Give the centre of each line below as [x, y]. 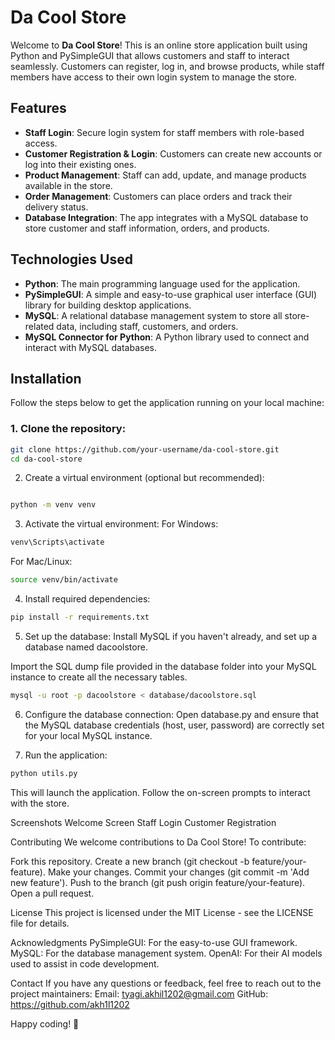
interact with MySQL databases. [90, 347]
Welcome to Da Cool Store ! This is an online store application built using [159, 45]
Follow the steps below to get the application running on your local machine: [167, 403]
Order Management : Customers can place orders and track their [158, 196]
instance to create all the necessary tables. [99, 677]
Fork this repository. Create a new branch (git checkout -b [130, 861]
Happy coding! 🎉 [45, 1023]
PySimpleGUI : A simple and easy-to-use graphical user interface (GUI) [171, 294]
